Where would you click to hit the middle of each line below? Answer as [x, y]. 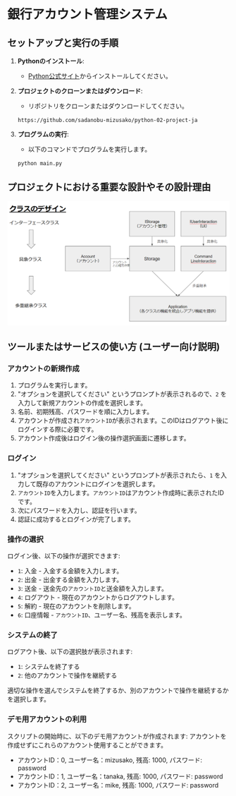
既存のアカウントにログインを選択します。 [98, 483]
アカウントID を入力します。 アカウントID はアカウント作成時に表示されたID [120, 493]
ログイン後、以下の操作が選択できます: [64, 555]
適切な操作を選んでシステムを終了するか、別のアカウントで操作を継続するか [118, 691]
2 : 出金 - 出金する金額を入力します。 [70, 579]
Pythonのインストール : [51, 61]
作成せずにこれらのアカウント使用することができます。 [87, 744]
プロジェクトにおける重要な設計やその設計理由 [109, 187]
